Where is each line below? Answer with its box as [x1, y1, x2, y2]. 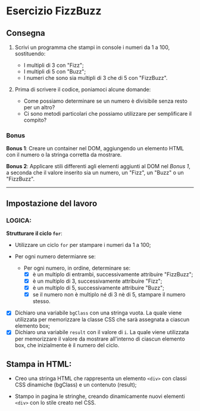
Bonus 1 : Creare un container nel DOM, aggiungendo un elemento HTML [6, 145, 185, 152]
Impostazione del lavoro [6, 198, 98, 208]
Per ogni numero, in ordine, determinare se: [23, 264, 131, 271]
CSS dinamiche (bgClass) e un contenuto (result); [14, 381, 137, 388]
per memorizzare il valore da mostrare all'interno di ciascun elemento [14, 335, 186, 342]
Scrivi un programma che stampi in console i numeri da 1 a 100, [14, 44, 170, 51]
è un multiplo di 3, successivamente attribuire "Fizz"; [32, 277, 162, 285]
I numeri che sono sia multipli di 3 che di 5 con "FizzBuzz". [23, 75, 168, 81]
